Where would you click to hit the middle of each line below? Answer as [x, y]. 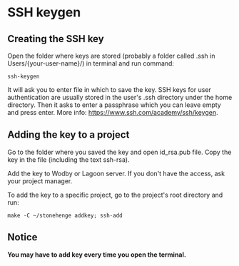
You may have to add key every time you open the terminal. [97, 255]
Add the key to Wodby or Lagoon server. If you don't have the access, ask [116, 173]
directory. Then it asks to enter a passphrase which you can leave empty [114, 105]
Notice [22, 237]
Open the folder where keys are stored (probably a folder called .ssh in [111, 56]
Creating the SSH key [56, 39]
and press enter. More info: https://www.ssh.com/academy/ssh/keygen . [113, 112]
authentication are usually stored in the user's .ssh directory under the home [120, 97]
